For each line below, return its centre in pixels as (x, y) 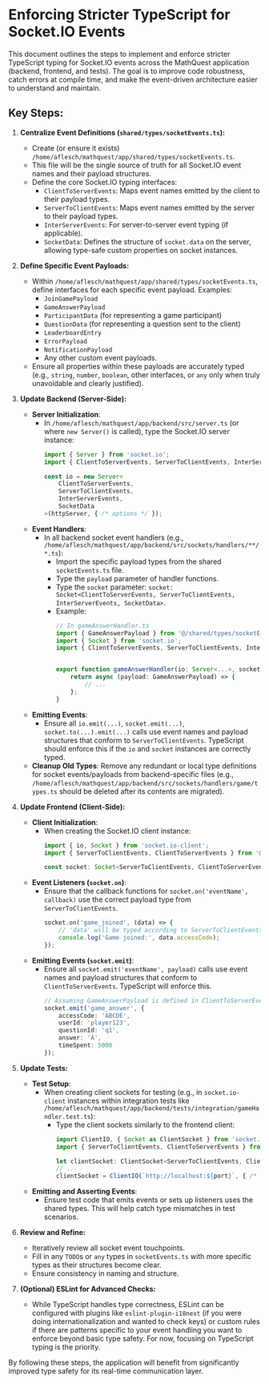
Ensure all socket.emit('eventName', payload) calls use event (146, 969)
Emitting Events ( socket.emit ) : (83, 960)
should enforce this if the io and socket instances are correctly (147, 748)
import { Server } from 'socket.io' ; (106, 454)
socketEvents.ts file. (90, 569)
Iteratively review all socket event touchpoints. (108, 1248)
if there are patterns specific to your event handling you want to (137, 1330)
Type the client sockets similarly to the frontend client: (145, 1124)
